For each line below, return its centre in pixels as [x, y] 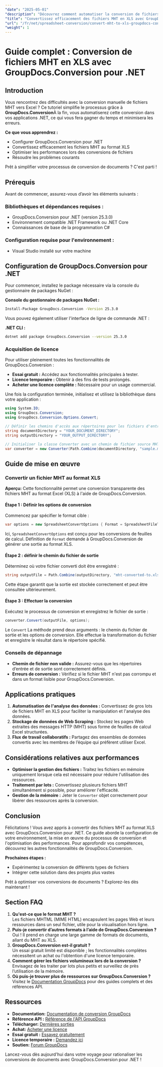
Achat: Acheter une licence [40, 1029]
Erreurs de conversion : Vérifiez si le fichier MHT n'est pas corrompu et [84, 674]
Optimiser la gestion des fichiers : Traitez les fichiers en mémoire [78, 770]
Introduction [24, 90]
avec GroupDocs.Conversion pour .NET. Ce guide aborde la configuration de [81, 833]
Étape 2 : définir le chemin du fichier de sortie [52, 555]
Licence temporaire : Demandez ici [48, 1040]
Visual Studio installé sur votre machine [51, 251]
